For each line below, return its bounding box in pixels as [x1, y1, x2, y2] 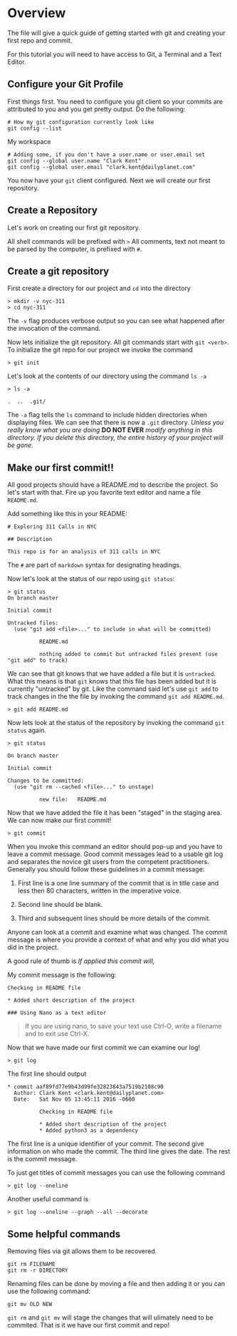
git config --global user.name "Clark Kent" [7, 157, 142, 165]
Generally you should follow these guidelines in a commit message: [7, 865, 205, 874]
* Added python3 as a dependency [38, 1127, 139, 1134]
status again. [7, 726, 46, 735]
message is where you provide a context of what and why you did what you [7, 935, 229, 944]
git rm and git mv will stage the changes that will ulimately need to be [7, 1313, 214, 1322]
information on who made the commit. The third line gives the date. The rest [7, 1147, 231, 1156]
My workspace [7, 137, 51, 145]
